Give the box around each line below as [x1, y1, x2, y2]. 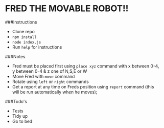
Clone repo [12, 28, 35, 34]
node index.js [12, 40, 41, 44]
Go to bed [12, 118, 33, 124]
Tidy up [12, 113, 28, 119]
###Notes [5, 53, 25, 59]
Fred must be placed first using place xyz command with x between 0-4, [12, 63, 159, 69]
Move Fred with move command [12, 73, 75, 79]
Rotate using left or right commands [12, 79, 89, 85]
